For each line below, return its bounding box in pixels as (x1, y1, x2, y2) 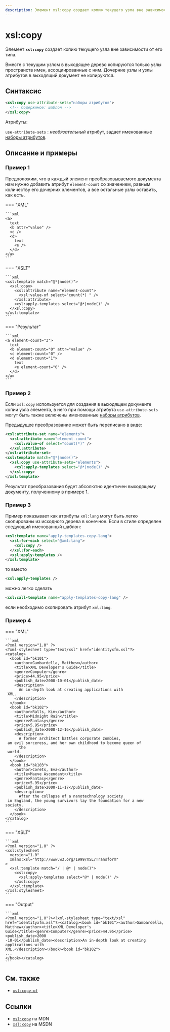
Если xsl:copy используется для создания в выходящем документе (5, 401, 152, 407)
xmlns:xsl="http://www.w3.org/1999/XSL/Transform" (10, 857, 119, 862)
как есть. (5, 191, 25, 198)
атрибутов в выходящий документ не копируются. (5, 72, 115, 78)
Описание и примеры (5, 149, 77, 157)
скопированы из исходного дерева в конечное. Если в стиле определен (5, 519, 162, 525)
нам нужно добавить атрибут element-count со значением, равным (5, 181, 151, 187)
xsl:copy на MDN (12, 1015, 50, 1021)
